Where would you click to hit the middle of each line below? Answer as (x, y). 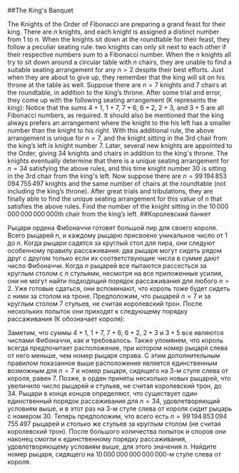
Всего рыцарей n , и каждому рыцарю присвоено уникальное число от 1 (118, 235)
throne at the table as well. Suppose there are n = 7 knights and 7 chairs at (117, 85)
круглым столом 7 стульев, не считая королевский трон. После (105, 304)
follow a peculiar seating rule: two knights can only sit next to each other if (117, 47)
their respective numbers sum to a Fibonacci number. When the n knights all (119, 54)
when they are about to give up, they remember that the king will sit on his (116, 77)
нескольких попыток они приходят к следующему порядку (97, 311)
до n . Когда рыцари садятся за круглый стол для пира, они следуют (111, 243)
